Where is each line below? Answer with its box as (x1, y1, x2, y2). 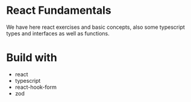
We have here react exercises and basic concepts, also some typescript (6, 23, 185, 31)
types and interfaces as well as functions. (6, 29, 110, 37)
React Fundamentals (6, 4, 111, 17)
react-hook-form (14, 83, 57, 91)
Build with (6, 51, 57, 65)
